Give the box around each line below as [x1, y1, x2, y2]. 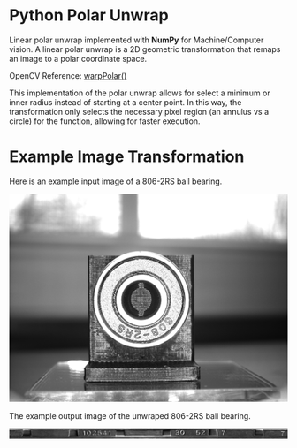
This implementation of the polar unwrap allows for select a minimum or [9, 87, 271, 98]
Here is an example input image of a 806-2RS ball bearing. [9, 176, 223, 186]
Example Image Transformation [9, 147, 245, 167]
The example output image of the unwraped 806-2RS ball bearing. [9, 410, 252, 421]
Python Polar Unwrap [9, 5, 170, 26]
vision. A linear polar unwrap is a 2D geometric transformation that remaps [9, 43, 281, 54]
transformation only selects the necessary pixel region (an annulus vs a [9, 106, 270, 117]
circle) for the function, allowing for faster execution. [9, 116, 201, 126]
